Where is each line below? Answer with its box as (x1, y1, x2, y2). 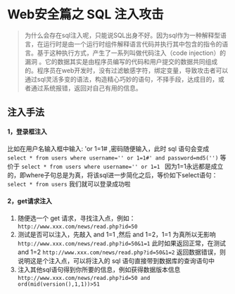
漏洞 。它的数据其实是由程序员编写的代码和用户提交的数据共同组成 (24, 57, 218, 65)
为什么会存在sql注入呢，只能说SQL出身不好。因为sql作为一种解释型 (24, 31, 221, 39)
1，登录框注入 (7, 127, 48, 136)
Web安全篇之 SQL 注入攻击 (7, 6, 164, 23)
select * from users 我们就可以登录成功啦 (7, 179, 131, 188)
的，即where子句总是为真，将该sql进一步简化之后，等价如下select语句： (7, 170, 218, 179)
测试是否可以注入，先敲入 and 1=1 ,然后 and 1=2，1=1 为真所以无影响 (17, 230, 216, 238)
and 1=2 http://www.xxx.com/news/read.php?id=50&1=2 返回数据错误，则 (17, 248, 227, 256)
